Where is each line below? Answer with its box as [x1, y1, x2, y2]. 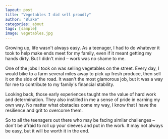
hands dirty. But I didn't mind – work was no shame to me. [5, 56, 126, 61]
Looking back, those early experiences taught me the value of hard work [5, 91, 156, 97]
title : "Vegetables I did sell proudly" [5, 12, 92, 17]
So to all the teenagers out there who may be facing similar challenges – [5, 117, 155, 123]
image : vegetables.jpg [5, 31, 53, 36]
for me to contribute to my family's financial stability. [5, 81, 115, 87]
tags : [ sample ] [5, 26, 37, 31]
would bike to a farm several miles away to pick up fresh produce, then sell [5, 71, 161, 76]
